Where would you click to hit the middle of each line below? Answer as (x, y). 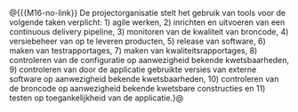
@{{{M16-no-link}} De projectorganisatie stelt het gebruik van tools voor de (148, 13)
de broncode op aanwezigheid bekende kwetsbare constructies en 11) (137, 88)
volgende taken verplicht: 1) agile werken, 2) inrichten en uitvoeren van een (147, 22)
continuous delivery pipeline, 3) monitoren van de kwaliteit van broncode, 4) (149, 32)
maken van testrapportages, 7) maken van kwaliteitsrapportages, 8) (133, 51)
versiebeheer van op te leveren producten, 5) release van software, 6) (137, 41)
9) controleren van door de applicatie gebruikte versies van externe (133, 69)
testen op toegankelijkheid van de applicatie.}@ (97, 98)
